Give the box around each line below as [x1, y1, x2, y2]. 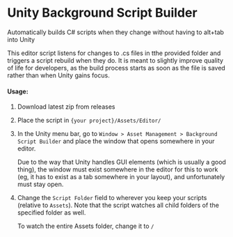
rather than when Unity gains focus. [7, 71, 110, 79]
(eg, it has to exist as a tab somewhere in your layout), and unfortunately [17, 173, 225, 181]
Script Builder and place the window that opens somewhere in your [17, 137, 215, 146]
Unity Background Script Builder [7, 5, 198, 21]
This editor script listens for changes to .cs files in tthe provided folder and [7, 49, 221, 57]
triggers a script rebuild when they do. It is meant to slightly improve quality [7, 56, 224, 64]
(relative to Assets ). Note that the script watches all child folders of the [17, 201, 219, 210]
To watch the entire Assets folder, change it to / [17, 222, 154, 231]
